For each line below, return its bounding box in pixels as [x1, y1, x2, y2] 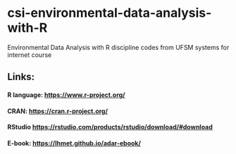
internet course [7, 51, 52, 59]
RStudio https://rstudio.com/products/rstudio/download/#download [7, 123, 213, 131]
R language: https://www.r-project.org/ [7, 90, 125, 99]
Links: [7, 71, 35, 83]
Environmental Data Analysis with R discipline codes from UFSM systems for [7, 43, 230, 51]
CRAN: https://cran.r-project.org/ [7, 107, 108, 115]
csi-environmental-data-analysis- [7, 5, 212, 21]
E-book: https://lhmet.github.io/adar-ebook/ [7, 139, 141, 147]
